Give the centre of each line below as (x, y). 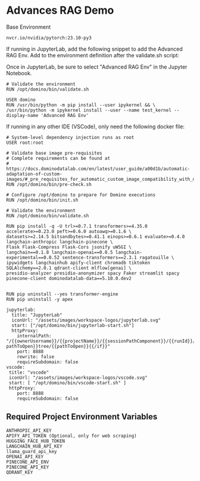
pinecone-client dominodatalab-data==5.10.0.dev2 (69, 278)
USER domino (21, 100)
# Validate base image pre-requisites (54, 153)
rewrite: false (36, 357)
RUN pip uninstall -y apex (40, 299)
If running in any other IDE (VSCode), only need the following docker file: (96, 127)
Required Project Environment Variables (82, 417)
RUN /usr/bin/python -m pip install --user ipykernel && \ (81, 105)
